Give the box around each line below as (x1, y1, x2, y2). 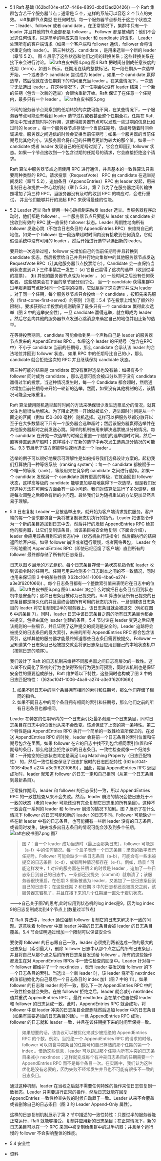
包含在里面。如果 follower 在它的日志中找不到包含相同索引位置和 (18, 740, 148, 746)
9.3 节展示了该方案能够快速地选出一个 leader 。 (18, 445, 114, 451)
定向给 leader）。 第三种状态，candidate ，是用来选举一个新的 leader (18, 47, 156, 53)
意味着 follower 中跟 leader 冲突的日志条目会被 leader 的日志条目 (22, 923, 153, 929)
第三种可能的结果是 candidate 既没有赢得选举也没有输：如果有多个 (9, 367, 143, 373)
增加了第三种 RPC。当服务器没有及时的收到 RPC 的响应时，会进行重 (14, 191, 150, 196)
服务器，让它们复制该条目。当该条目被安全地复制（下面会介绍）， (18, 527, 149, 533)
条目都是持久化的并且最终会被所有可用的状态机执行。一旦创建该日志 (14, 599, 151, 605)
